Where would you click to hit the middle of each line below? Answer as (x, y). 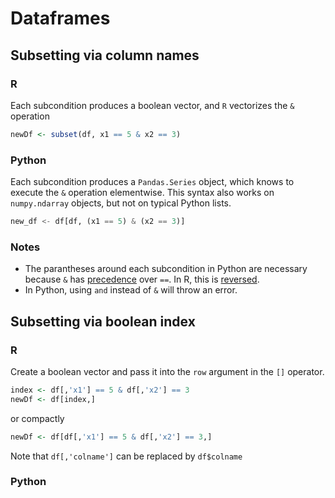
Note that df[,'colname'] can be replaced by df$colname (126, 456)
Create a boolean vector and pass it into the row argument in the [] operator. (167, 371)
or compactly (37, 418)
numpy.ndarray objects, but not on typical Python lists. (121, 203)
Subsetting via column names (105, 55)
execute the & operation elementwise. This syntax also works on (142, 193)
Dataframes (60, 18)
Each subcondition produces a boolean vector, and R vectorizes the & (152, 105)
